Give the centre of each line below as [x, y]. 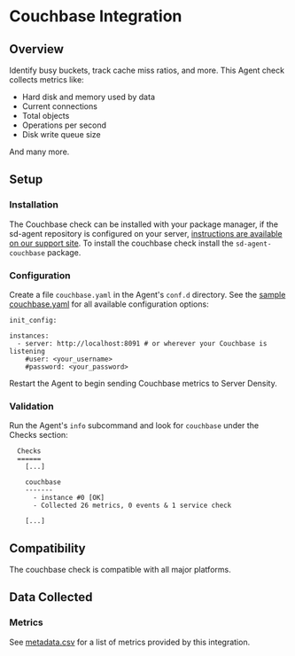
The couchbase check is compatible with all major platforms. [120, 570]
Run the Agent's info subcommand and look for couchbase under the [134, 426]
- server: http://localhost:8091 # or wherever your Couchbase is [142, 343]
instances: [29, 336]
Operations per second [64, 125]
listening [27, 351]
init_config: [33, 320]
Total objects [46, 116]
